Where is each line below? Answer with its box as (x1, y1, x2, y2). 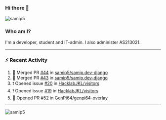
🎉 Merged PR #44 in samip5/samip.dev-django (12, 69, 108, 76)
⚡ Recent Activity (5, 56, 48, 63)
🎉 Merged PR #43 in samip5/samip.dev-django (12, 75, 108, 80)
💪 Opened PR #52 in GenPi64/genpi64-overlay (12, 95, 108, 101)
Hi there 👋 (5, 4, 30, 11)
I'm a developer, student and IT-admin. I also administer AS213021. (5, 39, 141, 45)
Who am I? (5, 28, 31, 35)
